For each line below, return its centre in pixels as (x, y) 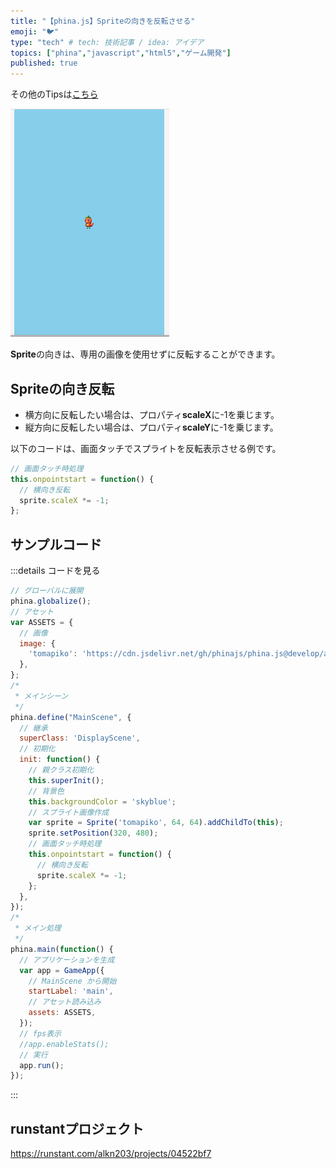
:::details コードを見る (55, 571)
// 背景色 (46, 791)
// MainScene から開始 (72, 981)
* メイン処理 (38, 928)
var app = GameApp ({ (62, 970)
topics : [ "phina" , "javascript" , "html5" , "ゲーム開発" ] (121, 53)
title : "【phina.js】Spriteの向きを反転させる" (103, 21)
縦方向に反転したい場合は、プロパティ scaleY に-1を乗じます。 (151, 427)
